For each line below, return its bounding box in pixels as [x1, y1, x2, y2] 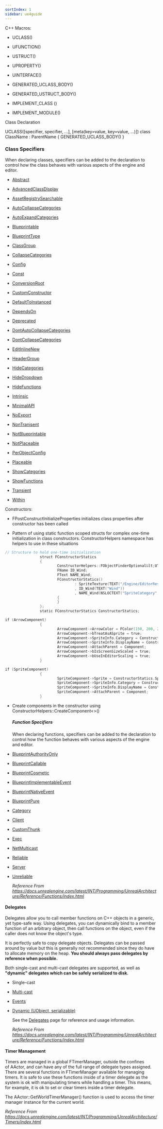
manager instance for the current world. [5, 1099, 85, 1105]
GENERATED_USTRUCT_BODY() [12, 91, 77, 97]
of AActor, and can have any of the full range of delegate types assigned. [5, 1064, 152, 1070]
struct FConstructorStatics [39, 555, 97, 559]
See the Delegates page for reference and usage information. [12, 1017, 135, 1023]
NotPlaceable [12, 440, 39, 446]
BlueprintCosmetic [12, 770, 49, 776]
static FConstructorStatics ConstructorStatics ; [39, 608, 140, 614]
